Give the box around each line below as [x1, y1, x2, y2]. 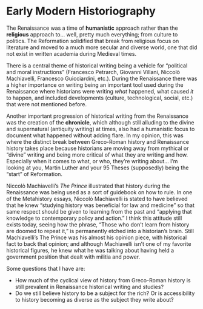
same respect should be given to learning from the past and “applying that [6, 208, 192, 215]
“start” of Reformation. [6, 170, 62, 177]
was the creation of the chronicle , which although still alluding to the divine [6, 118, 195, 126]
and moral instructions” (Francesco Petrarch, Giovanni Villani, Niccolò [6, 68, 181, 75]
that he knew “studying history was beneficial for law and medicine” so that [6, 202, 195, 209]
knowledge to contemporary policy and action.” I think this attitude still [6, 214, 182, 222]
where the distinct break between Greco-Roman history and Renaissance [6, 138, 190, 145]
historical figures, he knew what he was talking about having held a [6, 246, 175, 254]
